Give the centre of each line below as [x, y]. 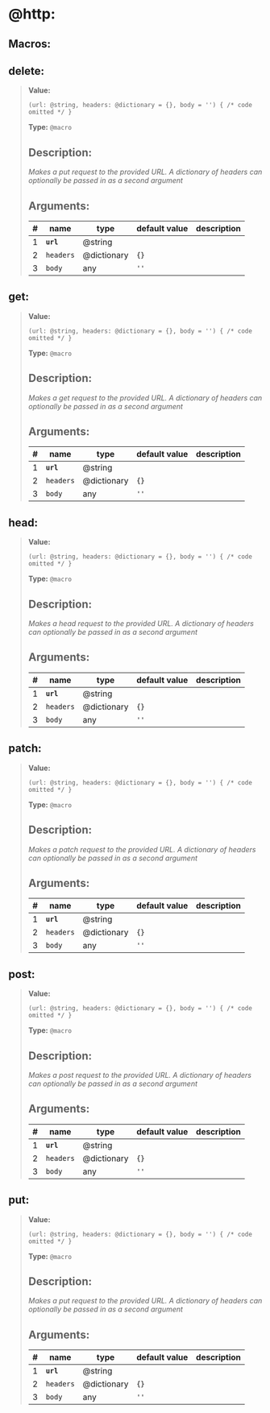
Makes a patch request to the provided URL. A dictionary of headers [142, 849]
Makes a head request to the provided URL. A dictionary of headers [141, 624]
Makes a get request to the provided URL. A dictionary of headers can [145, 398]
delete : [26, 70]
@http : [32, 14]
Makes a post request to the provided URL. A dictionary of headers [140, 1075]
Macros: [29, 44]
